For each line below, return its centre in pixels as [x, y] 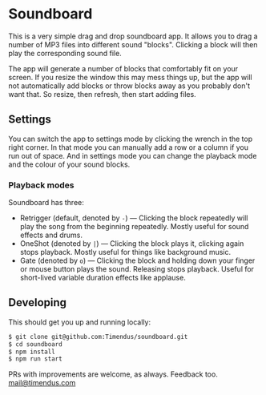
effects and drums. [51, 235]
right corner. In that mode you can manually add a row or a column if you [129, 147]
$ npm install [32, 352]
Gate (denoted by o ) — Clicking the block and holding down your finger [137, 260]
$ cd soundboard [35, 344]
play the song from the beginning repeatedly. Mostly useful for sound [134, 227]
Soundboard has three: [46, 203]
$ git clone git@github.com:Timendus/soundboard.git [98, 337]
